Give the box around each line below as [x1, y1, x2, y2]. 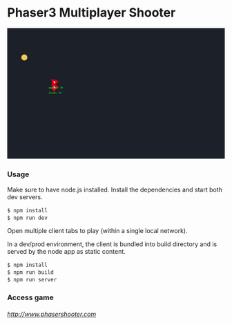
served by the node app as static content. [7, 248, 126, 256]
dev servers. [7, 192, 43, 201]
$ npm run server [7, 277, 57, 284]
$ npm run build [7, 269, 54, 276]
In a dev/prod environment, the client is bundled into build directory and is [7, 240, 217, 248]
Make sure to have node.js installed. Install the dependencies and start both [7, 185, 222, 194]
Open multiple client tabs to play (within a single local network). [7, 227, 188, 235]
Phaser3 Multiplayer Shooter [7, 5, 176, 21]
